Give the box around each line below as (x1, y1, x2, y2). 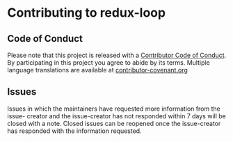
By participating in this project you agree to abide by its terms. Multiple (7, 58, 210, 67)
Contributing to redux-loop (7, 5, 166, 21)
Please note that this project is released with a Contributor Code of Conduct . (7, 51, 227, 59)
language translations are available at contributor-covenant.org (7, 66, 188, 74)
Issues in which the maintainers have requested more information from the (7, 104, 220, 113)
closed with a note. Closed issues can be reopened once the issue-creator (7, 119, 221, 127)
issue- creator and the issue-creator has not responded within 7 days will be (7, 111, 226, 120)
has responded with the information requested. (7, 127, 142, 135)
